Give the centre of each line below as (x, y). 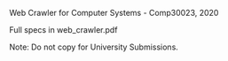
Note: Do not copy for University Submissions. (94, 47)
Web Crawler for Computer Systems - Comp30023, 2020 (114, 13)
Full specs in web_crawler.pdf (63, 30)
